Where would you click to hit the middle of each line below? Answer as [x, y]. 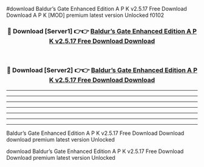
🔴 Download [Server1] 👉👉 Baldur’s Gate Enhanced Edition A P [102, 31]
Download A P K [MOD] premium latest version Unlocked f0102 [85, 15]
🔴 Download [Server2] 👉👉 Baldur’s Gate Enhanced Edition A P [102, 70]
